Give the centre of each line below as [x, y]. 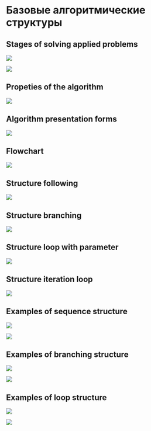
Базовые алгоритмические [76, 10]
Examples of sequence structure [67, 312]
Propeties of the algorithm [55, 87]
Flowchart [25, 152]
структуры [34, 22]
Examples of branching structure [67, 354]
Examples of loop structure [56, 397]
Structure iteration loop [49, 279]
